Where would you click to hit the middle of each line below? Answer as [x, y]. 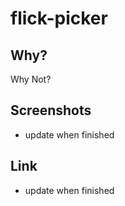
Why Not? [31, 79]
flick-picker [59, 18]
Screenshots [51, 110]
